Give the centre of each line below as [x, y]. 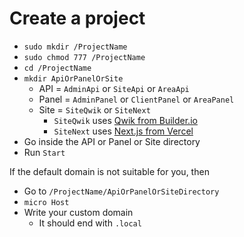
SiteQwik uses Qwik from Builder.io [125, 120]
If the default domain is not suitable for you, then [109, 171]
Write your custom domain [78, 212]
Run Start [44, 152]
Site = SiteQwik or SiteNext [94, 109]
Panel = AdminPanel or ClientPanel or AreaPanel [136, 99]
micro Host [46, 202]
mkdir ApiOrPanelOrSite [73, 78]
